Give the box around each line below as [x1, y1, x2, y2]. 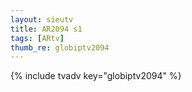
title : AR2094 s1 [10, 24, 83, 34]
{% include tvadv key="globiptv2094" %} [10, 70, 182, 82]
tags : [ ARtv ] [10, 33, 65, 43]
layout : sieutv [10, 14, 74, 25]
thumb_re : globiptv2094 [10, 42, 110, 53]
